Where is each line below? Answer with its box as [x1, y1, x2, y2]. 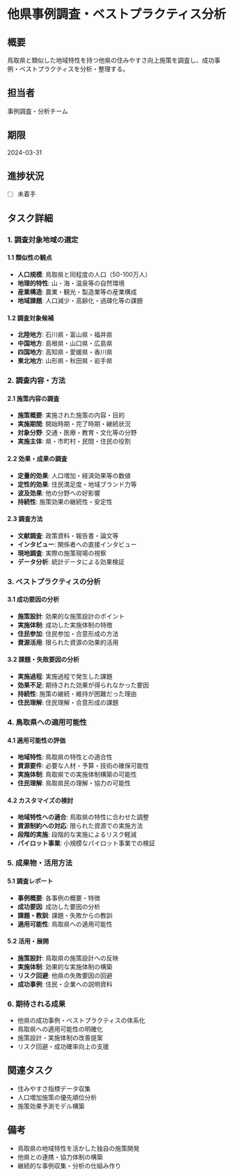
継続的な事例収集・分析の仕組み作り [17, 1161, 122, 1170]
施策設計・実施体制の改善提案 [17, 1034, 103, 1042]
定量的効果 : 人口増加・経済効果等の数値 [17, 471, 131, 479]
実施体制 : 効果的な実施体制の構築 [17, 962, 113, 970]
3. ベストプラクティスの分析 [7, 576, 101, 586]
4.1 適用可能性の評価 [7, 736, 66, 744]
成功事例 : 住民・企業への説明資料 [17, 980, 113, 988]
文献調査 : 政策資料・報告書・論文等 [17, 531, 119, 540]
